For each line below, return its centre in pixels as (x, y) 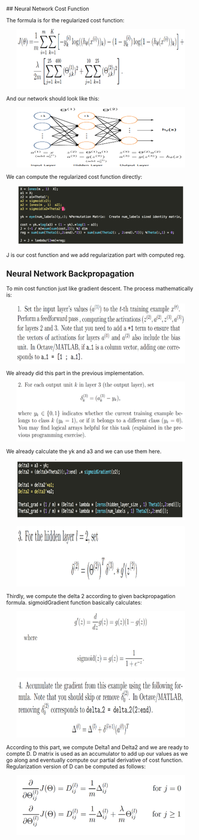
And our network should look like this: (53, 98)
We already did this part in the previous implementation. (75, 373)
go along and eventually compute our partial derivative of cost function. (95, 760)
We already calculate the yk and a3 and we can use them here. (84, 451)
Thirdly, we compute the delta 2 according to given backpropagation (91, 596)
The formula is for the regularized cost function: (65, 20)
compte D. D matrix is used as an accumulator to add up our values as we (97, 753)
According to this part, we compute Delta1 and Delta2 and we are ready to (97, 747)
